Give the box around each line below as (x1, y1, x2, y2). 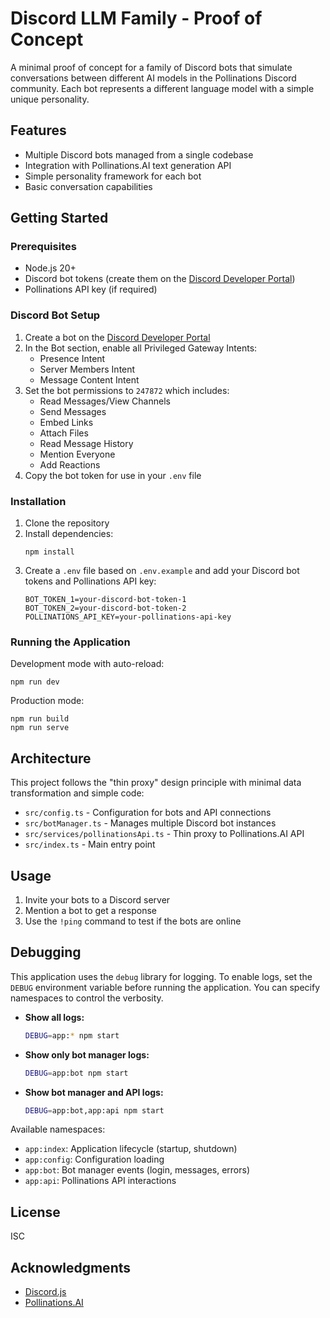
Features (10, 122, 67, 139)
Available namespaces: (10, 1123, 106, 1136)
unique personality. (10, 93, 90, 105)
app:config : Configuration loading (24, 1153, 165, 1166)
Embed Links (39, 416, 94, 428)
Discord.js (24, 1286, 67, 1298)
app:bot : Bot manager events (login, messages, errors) (24, 1164, 251, 1176)
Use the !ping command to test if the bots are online (24, 915, 242, 927)
